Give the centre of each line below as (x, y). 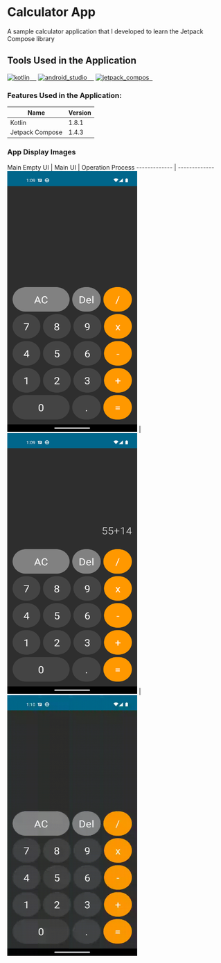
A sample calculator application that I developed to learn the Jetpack (105, 31)
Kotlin (18, 122)
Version (80, 113)
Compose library (31, 38)
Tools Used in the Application (72, 61)
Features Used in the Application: (65, 95)
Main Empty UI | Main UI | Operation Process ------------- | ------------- (111, 167)
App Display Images (42, 152)
